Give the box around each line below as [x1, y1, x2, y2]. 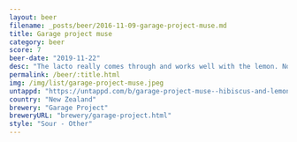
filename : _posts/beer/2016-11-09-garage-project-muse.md [9, 21, 227, 30]
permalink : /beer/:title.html [9, 71, 121, 79]
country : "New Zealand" [9, 94, 97, 104]
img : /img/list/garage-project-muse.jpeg [9, 78, 164, 87]
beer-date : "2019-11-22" [9, 54, 101, 63]
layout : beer [9, 12, 57, 22]
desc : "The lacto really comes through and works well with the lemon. [9, 63, 278, 71]
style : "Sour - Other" [9, 120, 93, 129]
